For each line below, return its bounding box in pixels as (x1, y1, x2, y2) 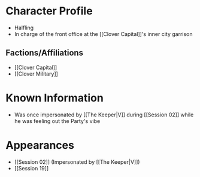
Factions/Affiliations (5, 48, 84, 58)
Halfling (14, 24, 34, 31)
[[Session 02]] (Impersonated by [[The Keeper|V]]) (14, 158, 140, 166)
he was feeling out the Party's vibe (14, 117, 101, 124)
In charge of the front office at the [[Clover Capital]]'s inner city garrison (14, 30, 193, 37)
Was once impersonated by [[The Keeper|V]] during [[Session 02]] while (14, 111, 194, 118)
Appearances (5, 138, 74, 152)
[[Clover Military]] (14, 70, 58, 77)
